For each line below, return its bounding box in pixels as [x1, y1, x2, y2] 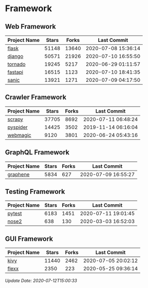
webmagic [7, 132, 32, 138]
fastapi [7, 69, 23, 76]
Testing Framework [5, 188, 65, 196]
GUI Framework [5, 234, 54, 243]
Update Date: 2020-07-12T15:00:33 [5, 278, 77, 284]
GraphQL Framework [5, 148, 70, 156]
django [7, 53, 23, 59]
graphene [7, 171, 30, 178]
